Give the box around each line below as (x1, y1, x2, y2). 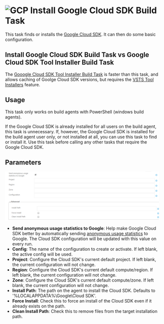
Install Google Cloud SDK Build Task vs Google (5, 51, 149, 59)
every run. (12, 241, 33, 246)
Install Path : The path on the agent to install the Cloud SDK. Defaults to (12, 287, 155, 293)
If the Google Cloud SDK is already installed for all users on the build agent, (5, 123, 157, 129)
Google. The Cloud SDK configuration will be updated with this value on (12, 236, 157, 242)
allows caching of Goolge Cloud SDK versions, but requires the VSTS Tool (5, 76, 154, 82)
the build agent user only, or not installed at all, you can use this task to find (5, 134, 157, 140)
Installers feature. (5, 81, 41, 87)
